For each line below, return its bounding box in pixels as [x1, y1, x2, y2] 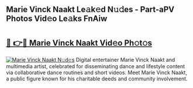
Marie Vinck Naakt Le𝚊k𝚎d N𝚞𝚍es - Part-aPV [6, 5, 174, 15]
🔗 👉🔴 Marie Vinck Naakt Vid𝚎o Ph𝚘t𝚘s [6, 38, 152, 48]
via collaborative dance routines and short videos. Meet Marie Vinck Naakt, [6, 69, 187, 76]
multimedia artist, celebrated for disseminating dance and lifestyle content [6, 63, 185, 69]
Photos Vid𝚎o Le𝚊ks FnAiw [6, 14, 108, 24]
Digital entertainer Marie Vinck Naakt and [75, 57, 175, 63]
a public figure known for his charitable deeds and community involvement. [6, 75, 188, 82]
